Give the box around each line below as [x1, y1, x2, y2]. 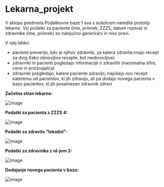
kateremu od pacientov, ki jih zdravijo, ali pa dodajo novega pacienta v [12, 75, 155, 81]
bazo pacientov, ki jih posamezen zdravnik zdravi [12, 80, 112, 87]
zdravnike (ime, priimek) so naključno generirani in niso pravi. [5, 30, 130, 36]
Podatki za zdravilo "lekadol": [5, 128, 67, 134]
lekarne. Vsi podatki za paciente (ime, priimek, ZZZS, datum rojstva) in [5, 25, 148, 31]
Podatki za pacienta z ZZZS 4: [5, 110, 68, 115]
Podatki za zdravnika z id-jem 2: [5, 148, 72, 153]
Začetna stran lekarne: [5, 90, 53, 96]
